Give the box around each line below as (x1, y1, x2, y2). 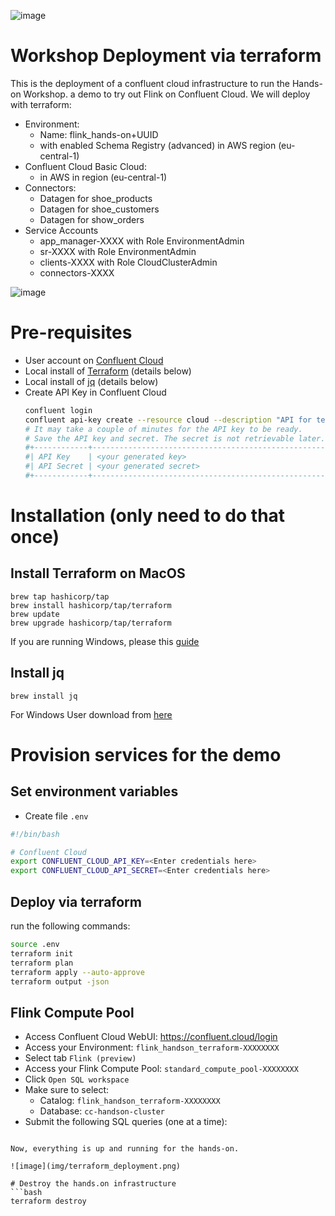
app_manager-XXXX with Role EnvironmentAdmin (39, 235, 245, 247)
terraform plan (10, 958, 74, 968)
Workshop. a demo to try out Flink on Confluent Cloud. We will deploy (23, 88, 311, 100)
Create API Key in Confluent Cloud (24, 386, 167, 398)
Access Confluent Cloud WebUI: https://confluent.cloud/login (24, 1031, 278, 1043)
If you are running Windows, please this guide (10, 635, 200, 647)
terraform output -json (10, 976, 110, 987)
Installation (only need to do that (10, 505, 286, 527)
